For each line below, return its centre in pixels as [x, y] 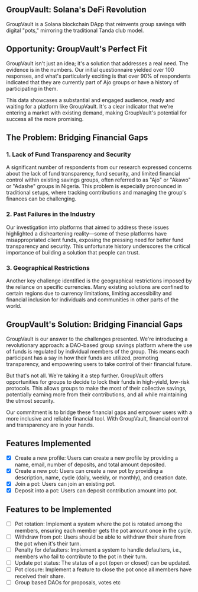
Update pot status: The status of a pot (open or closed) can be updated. [102, 562]
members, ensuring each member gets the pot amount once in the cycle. [103, 530]
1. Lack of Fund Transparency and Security [69, 154]
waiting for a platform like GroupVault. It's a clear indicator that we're [90, 106]
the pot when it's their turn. [48, 543]
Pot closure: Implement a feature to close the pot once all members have [103, 569]
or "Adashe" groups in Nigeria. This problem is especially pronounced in [94, 186]
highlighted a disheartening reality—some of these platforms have [87, 233]
